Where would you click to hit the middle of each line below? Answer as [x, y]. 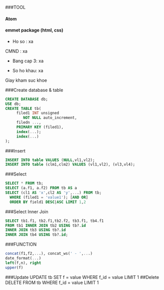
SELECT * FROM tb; [24, 183]
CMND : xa [16, 51]
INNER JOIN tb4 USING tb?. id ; [37, 235]
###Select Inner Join [27, 211]
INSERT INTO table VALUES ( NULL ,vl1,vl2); [50, 160]
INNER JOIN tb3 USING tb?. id [35, 230]
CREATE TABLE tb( [23, 108]
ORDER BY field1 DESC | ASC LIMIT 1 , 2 [48, 202]
